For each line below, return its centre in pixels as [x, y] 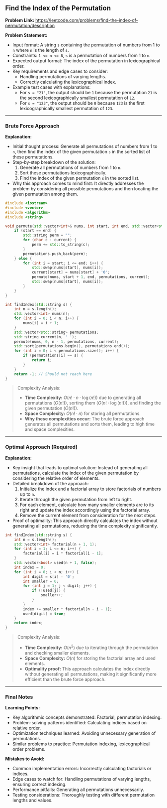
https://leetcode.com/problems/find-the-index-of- [87, 20]
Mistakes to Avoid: [25, 759]
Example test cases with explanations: [51, 87]
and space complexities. [50, 429]
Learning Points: [23, 708]
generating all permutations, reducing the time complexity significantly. [85, 526]
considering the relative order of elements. [56, 478]
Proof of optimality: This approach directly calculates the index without [85, 521]
